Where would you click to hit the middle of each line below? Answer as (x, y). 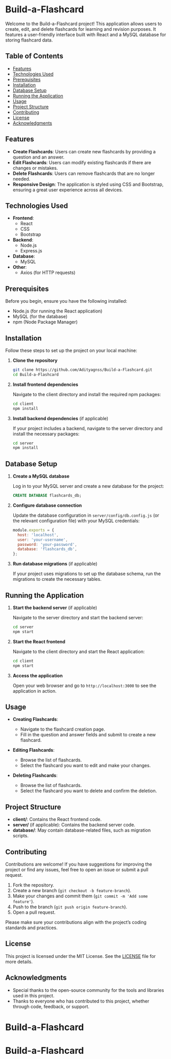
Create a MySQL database (41, 476)
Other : (20, 267)
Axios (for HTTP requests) (48, 272)
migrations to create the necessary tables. (57, 579)
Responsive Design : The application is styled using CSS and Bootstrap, (88, 184)
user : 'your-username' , (43, 540)
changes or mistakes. (35, 168)
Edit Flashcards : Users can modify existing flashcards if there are (82, 162)
